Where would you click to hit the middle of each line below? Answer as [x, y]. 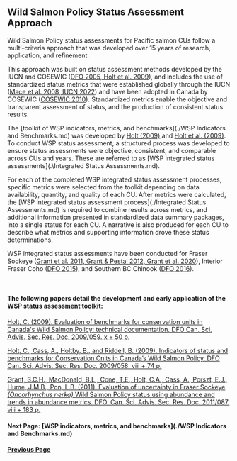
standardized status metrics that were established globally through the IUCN [119, 84]
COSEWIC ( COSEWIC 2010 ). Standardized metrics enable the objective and [117, 99]
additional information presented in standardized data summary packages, [116, 217]
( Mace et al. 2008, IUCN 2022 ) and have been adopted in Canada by [108, 91]
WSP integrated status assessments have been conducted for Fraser [108, 253]
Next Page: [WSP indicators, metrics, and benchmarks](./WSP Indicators [117, 426]
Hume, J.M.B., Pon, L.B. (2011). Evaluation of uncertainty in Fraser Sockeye [116, 387]
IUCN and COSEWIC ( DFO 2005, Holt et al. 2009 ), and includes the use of [115, 77]
